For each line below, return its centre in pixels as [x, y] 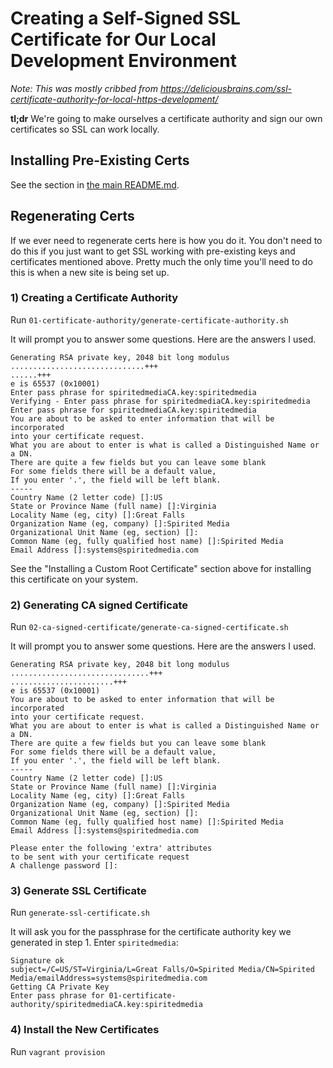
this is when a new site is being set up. [90, 272]
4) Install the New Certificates [85, 1030]
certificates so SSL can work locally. [85, 129]
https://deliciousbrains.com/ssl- [226, 88]
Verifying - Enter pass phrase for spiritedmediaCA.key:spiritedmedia [160, 401]
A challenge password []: [64, 866]
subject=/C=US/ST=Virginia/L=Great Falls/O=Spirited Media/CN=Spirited [162, 970]
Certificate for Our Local [113, 39]
